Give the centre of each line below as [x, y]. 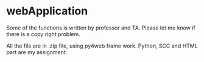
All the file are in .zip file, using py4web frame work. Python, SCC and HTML [102, 46]
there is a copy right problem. [43, 34]
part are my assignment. [37, 52]
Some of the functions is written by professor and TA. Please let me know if [101, 28]
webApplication [47, 11]
